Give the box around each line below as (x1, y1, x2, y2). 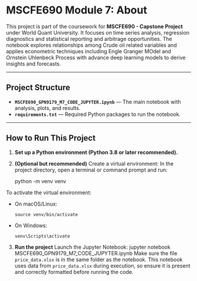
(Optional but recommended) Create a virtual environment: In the (14, 160, 174, 167)
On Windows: (14, 222, 47, 229)
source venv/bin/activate (14, 211, 78, 217)
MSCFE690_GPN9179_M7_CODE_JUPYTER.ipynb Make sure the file (14, 249, 178, 256)
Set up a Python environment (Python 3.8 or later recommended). (14, 149, 178, 156)
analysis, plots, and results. (14, 104, 81, 111)
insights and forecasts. (6, 60, 62, 67)
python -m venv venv (14, 177, 66, 184)
